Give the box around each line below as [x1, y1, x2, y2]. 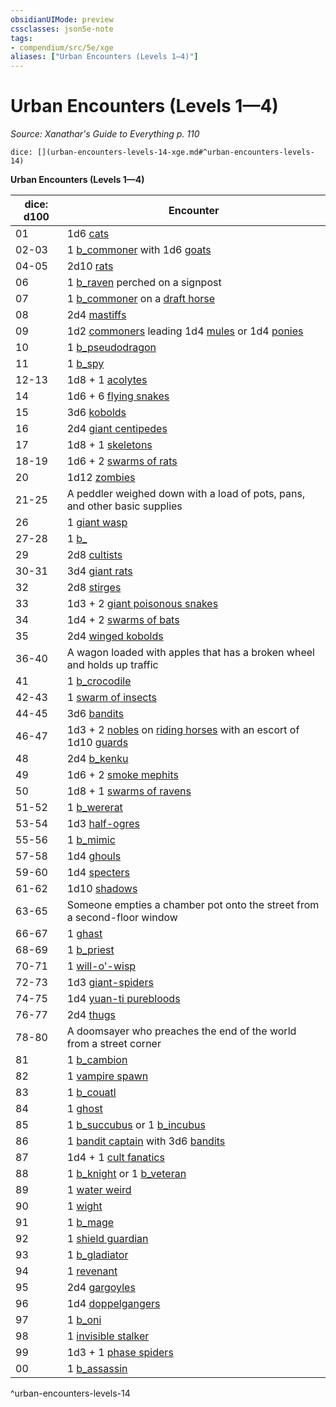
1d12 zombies [66, 471, 136, 485]
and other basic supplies [66, 499, 183, 513]
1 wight [66, 1199, 103, 1213]
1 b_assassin [66, 1362, 128, 1376]
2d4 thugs [66, 1008, 116, 1022]
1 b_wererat [66, 801, 123, 815]
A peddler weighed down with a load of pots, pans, [66, 487, 306, 501]
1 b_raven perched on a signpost [66, 276, 222, 290]
